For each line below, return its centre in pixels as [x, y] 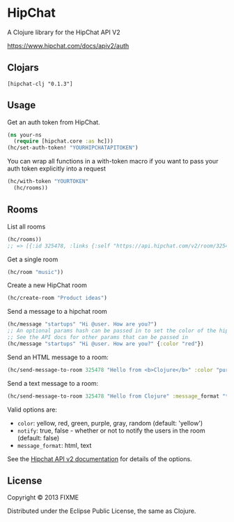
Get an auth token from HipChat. [54, 122]
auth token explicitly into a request [57, 168]
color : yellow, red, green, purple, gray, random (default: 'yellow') [110, 423]
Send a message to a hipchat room [57, 312]
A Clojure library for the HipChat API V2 [64, 32]
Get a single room [33, 259]
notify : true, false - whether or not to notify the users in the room [111, 430]
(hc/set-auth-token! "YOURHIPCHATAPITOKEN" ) [73, 148]
